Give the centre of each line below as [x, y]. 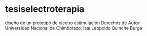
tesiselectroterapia [45, 9]
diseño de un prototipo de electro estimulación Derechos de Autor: [73, 23]
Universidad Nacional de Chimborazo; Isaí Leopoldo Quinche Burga [73, 28]
